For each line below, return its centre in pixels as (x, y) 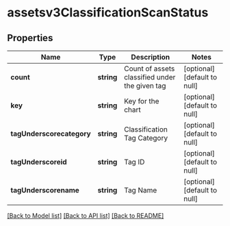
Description (151, 57)
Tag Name (141, 190)
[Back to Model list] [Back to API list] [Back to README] (86, 216)
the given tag (145, 86)
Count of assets (150, 68)
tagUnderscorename (45, 190)
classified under (150, 77)
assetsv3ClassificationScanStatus (108, 13)
